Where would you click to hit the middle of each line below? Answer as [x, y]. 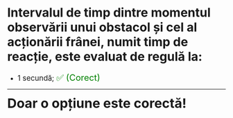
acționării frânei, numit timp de [98, 42]
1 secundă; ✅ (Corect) [59, 77]
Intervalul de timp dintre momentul [109, 13]
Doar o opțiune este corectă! [97, 103]
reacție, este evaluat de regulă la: [105, 57]
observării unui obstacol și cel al [102, 27]
